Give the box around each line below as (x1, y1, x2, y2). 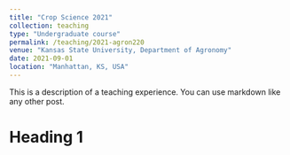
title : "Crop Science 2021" (9, 12, 114, 22)
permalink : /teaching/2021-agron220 (9, 37, 145, 47)
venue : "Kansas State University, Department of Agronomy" (9, 46, 232, 55)
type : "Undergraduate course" (9, 29, 121, 38)
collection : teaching (9, 21, 90, 30)
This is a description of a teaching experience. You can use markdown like (9, 86, 281, 97)
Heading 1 (9, 128, 84, 147)
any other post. (9, 96, 65, 106)
